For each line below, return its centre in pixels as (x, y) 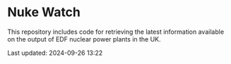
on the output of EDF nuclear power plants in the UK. (84, 39)
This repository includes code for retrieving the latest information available (116, 32)
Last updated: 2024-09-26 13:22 (55, 53)
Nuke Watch (44, 12)
